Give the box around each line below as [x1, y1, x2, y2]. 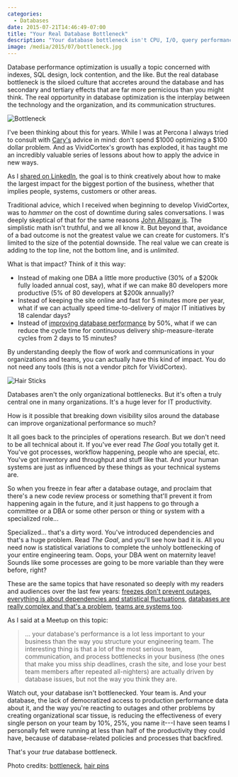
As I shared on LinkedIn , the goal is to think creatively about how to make [7, 172, 221, 180]
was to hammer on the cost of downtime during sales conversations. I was [7, 209, 225, 216]
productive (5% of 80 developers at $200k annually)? [17, 289, 175, 297]
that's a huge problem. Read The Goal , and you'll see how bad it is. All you [7, 536, 225, 544]
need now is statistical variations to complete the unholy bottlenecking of [7, 544, 221, 551]
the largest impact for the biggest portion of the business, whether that [7, 180, 215, 188]
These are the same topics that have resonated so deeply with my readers [7, 580, 225, 588]
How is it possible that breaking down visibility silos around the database [7, 412, 220, 419]
